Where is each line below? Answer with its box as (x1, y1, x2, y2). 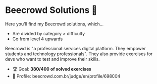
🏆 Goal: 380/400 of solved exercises (12, 66, 92, 72)
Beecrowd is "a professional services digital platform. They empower (5, 45, 146, 51)
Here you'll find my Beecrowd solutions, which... (5, 21, 104, 27)
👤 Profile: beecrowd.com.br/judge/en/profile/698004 (12, 73, 120, 79)
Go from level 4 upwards (12, 36, 63, 42)
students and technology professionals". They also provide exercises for (5, 51, 153, 57)
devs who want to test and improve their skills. (5, 56, 100, 62)
